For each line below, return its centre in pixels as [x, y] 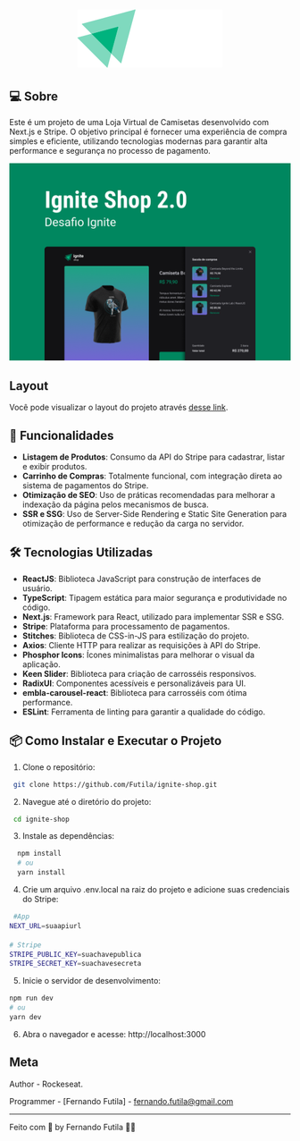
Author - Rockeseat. [46, 1084]
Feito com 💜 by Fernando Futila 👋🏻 [73, 1127]
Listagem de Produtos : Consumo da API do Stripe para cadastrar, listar [154, 457]
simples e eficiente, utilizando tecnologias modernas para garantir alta [138, 141]
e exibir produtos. [54, 467]
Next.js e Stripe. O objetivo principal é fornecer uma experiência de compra [148, 131]
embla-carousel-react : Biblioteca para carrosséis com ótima [134, 692]
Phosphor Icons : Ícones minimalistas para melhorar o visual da [138, 655]
